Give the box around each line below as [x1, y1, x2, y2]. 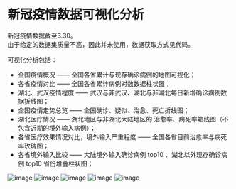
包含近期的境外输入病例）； [17, 124, 96, 132]
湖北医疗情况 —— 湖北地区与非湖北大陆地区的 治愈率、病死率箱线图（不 [17, 114, 229, 123]
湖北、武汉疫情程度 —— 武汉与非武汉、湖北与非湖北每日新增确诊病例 [17, 88, 221, 97]
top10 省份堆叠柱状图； [26, 159, 94, 168]
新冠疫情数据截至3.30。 [7, 31, 77, 40]
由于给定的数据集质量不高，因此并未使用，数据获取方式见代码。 [7, 40, 194, 48]
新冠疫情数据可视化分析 [7, 6, 145, 23]
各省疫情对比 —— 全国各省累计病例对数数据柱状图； [17, 79, 171, 87]
